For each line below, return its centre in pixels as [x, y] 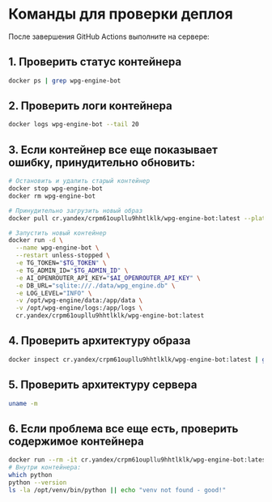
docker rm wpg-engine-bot [52, 196]
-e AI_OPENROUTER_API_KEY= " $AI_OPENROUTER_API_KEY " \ [108, 278]
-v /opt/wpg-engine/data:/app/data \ [79, 300]
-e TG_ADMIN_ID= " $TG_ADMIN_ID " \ [72, 270]
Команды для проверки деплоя [121, 14]
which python [30, 474]
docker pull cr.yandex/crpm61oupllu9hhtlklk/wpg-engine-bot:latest [125, 218]
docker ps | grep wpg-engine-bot [65, 81]
